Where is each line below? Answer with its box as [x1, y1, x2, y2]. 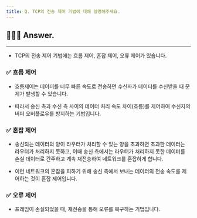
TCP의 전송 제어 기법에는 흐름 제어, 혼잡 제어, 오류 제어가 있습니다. [14, 52, 167, 59]
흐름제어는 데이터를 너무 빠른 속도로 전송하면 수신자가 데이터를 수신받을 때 [14, 83, 184, 90]
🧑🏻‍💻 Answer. [6, 31, 55, 41]
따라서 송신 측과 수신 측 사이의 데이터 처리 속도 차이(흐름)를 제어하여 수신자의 [14, 102, 191, 109]
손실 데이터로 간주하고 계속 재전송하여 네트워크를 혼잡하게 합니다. [14, 155, 164, 162]
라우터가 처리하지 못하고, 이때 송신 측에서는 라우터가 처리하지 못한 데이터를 [14, 148, 186, 155]
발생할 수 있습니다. [25, 90, 69, 97]
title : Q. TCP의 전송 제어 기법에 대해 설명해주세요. [6, 8, 121, 15]
